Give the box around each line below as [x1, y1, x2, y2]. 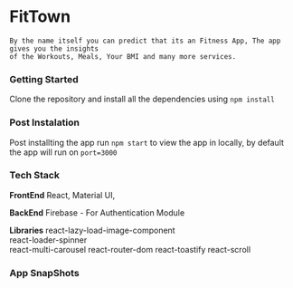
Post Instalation [9, 116, 80, 129]
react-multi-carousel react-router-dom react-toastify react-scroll [9, 244, 251, 254]
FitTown [9, 6, 71, 27]
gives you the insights [9, 43, 99, 53]
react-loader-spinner [9, 234, 88, 245]
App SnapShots [9, 266, 80, 279]
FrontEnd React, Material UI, [9, 189, 116, 200]
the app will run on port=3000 [9, 147, 118, 158]
